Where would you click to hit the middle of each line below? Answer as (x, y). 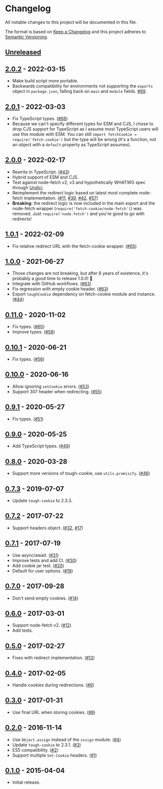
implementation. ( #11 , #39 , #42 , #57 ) (61, 198)
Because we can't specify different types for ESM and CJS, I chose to (83, 124)
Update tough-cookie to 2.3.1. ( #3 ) (47, 745)
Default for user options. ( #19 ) (43, 571)
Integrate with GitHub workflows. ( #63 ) (52, 284)
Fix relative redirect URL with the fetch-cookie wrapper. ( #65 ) (74, 246)
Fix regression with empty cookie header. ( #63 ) (60, 289)
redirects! (22, 218)
